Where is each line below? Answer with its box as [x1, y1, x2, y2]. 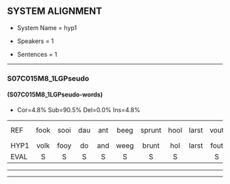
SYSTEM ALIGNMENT [7, 5, 103, 17]
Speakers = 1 [16, 37, 54, 45]
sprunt [140, 125, 162, 135]
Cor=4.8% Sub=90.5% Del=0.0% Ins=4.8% [16, 105, 140, 114]
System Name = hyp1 [16, 23, 77, 31]
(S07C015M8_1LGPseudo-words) [7, 90, 103, 98]
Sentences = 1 [16, 50, 57, 58]
